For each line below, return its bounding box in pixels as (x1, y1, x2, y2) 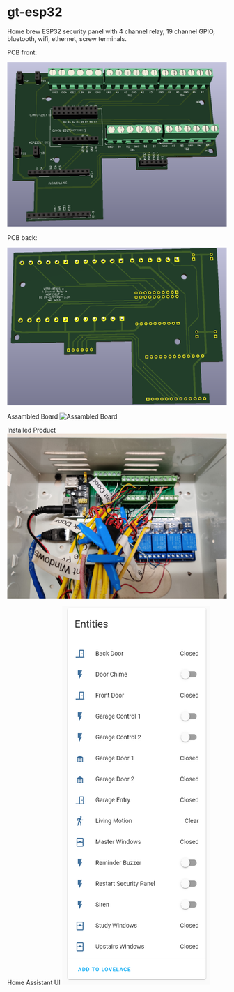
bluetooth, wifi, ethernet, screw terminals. (7, 34, 127, 43)
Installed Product (7, 426, 56, 435)
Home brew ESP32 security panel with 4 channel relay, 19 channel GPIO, (7, 27, 216, 36)
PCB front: (7, 48, 37, 57)
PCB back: (7, 234, 38, 242)
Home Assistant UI (7, 978, 61, 987)
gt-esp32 (7, 4, 63, 20)
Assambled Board (7, 412, 58, 421)
